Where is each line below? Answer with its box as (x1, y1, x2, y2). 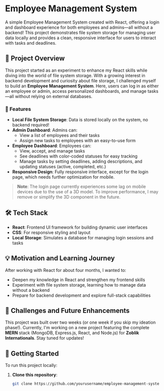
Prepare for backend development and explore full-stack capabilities (12, 292, 151, 298)
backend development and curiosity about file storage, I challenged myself (5, 78, 156, 83)
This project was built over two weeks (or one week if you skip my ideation (5, 319, 156, 325)
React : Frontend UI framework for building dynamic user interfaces (12, 224, 148, 230)
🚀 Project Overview (5, 54, 65, 63)
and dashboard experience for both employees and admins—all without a (5, 24, 153, 30)
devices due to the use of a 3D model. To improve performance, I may (17, 189, 159, 195)
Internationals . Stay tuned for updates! (5, 335, 84, 341)
